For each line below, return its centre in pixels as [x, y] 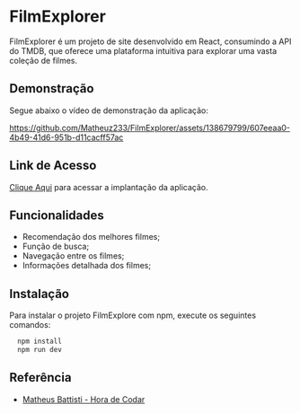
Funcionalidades [57, 215]
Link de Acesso [53, 166]
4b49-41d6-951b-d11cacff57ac [66, 137]
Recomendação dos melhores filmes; [91, 237]
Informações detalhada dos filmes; [86, 266]
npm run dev [40, 350]
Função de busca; [56, 246]
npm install [40, 342]
